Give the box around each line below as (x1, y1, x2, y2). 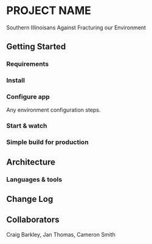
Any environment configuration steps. (6, 106, 101, 113)
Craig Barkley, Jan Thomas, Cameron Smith (6, 231, 116, 238)
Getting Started (6, 41, 66, 52)
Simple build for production (6, 138, 89, 146)
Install (6, 76, 26, 85)
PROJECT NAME (6, 4, 91, 18)
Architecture (6, 157, 56, 167)
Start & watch (6, 121, 47, 130)
